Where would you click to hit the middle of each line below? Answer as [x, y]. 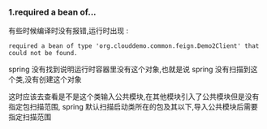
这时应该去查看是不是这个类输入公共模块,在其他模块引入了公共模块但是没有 [134, 97]
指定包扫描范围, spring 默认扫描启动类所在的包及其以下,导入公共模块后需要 [133, 107]
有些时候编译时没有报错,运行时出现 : [69, 31]
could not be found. [43, 54]
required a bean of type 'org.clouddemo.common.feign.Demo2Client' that [134, 46]
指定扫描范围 [30, 117]
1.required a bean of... [52, 12]
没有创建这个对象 [54, 80]
